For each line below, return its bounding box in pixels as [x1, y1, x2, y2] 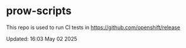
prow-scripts [6, 4, 72, 18]
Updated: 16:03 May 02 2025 [6, 35, 78, 42]
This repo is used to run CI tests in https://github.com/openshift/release [6, 24, 181, 31]
